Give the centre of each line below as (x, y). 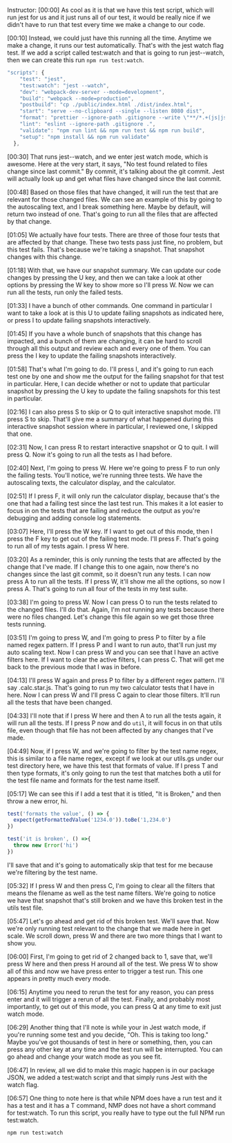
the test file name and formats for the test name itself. (84, 780)
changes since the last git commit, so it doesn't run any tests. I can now (109, 574)
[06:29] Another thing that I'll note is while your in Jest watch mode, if (107, 1027)
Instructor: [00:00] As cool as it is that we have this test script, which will (110, 10)
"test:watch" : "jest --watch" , (65, 86)
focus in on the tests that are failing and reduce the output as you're (104, 510)
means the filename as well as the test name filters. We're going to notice (112, 893)
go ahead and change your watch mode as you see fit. (85, 1057)
